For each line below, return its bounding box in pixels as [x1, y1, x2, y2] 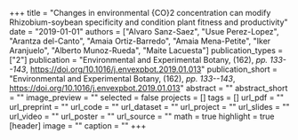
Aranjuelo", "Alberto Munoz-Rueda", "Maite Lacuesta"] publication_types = [9, 45, 283, 56]
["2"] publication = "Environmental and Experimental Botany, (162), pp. [9, 55, 269, 65]
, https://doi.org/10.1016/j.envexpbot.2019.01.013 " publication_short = [25, 64, 278, 74]
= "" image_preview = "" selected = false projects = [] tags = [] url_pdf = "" [9, 92, 285, 103]
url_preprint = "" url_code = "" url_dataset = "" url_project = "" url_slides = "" [9, 102, 290, 112]
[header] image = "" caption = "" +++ [9, 121, 147, 131]
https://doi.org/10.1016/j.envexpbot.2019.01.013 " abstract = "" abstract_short [9, 83, 288, 93]
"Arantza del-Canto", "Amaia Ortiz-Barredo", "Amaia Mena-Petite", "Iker [9, 35, 271, 46]
